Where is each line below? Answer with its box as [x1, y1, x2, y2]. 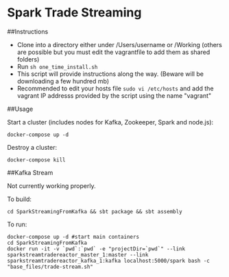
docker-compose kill [7, 156, 67, 163]
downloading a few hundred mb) [16, 77, 110, 85]
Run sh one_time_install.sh [16, 62, 98, 70]
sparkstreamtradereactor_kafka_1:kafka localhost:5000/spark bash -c [7, 257, 210, 264]
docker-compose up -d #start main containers [7, 233, 139, 240]
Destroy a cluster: [7, 143, 57, 151]
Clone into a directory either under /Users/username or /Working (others [16, 40, 223, 49]
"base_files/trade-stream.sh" [7, 263, 94, 270]
